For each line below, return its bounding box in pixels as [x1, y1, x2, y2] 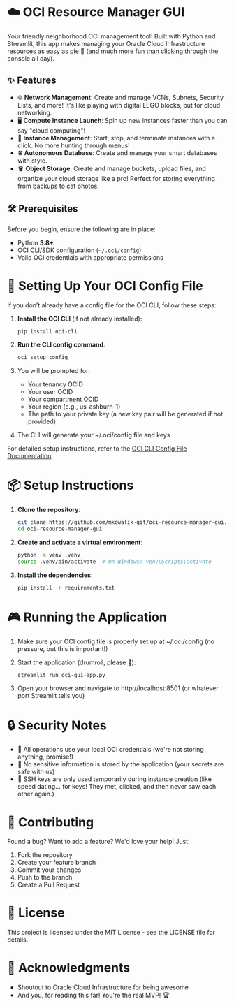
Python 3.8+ [17, 238, 54, 247]
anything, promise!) [17, 752, 74, 761]
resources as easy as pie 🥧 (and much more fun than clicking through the [7, 47, 219, 55]
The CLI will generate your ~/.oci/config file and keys [17, 431, 170, 439]
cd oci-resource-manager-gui [17, 525, 103, 533]
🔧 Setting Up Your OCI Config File [7, 277, 204, 293]
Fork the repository [17, 851, 73, 859]
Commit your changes [17, 866, 82, 874]
